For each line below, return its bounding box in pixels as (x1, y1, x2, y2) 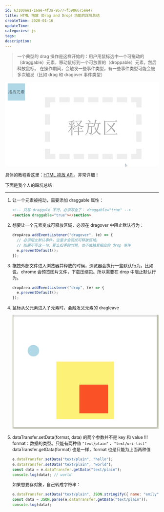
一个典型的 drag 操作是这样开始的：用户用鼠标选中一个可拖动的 (17, 53, 144, 59)
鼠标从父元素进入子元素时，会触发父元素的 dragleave (12, 305, 120, 311)
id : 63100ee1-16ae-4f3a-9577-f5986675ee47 (5, 8, 93, 13)
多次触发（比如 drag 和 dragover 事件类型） (17, 71, 105, 78)
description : (5, 39, 32, 44)
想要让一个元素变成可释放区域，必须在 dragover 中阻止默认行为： (12, 222, 144, 228)
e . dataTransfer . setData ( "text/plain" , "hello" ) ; (12, 456, 113, 462)
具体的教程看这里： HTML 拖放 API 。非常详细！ (5, 172, 100, 178)
